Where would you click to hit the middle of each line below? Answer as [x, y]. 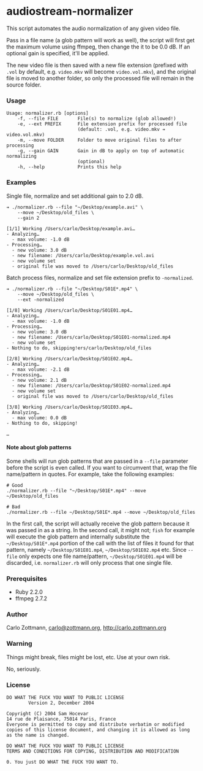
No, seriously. [24, 669]
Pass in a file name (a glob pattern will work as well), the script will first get [101, 40]
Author [17, 614]
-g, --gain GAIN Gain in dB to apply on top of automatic [101, 151]
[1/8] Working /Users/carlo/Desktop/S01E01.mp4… [69, 310]
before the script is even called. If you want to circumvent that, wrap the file [102, 467]
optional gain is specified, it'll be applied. [58, 53]
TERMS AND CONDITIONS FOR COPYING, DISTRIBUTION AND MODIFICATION [93, 751]
